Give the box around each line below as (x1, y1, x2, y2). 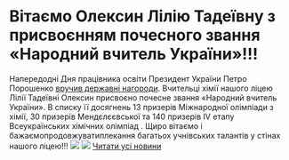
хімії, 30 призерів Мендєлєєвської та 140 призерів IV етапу (9, 111, 235, 122)
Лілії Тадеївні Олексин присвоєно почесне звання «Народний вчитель (9, 92, 277, 103)
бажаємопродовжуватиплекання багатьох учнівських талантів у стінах (9, 130, 281, 140)
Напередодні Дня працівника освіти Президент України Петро (9, 73, 247, 84)
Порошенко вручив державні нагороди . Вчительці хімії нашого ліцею (9, 83, 273, 93)
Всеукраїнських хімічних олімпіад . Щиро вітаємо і (9, 120, 203, 131)
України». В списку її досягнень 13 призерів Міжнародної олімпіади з (9, 101, 274, 112)
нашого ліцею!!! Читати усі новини (9, 140, 162, 151)
